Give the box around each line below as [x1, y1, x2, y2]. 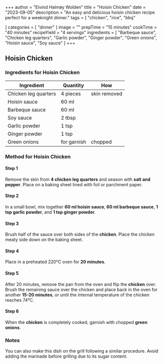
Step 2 [5, 193, 19, 199]
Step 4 [5, 248, 19, 254]
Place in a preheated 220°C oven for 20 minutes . [5, 259, 106, 265]
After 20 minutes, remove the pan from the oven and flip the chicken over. [5, 281, 157, 287]
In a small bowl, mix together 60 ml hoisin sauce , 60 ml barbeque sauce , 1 [5, 204, 158, 210]
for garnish [61, 138, 86, 145]
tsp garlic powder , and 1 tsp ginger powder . [5, 209, 96, 215]
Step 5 [5, 270, 19, 276]
